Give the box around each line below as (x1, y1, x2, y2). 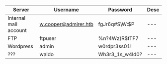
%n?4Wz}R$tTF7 (98, 35, 139, 41)
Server (13, 6, 30, 13)
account (7, 27, 27, 33)
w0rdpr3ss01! (98, 43, 132, 50)
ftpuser (39, 35, 57, 41)
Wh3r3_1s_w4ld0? (98, 51, 143, 58)
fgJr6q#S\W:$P (98, 21, 135, 28)
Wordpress (7, 43, 33, 50)
